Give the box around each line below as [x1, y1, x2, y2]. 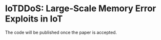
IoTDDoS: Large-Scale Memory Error [5, 3, 156, 14]
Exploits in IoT [5, 13, 63, 24]
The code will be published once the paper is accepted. [5, 29, 117, 35]
